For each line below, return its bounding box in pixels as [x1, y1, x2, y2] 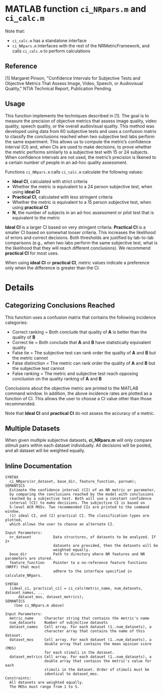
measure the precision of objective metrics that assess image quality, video [5, 118, 157, 124]
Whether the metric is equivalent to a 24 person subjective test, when [12, 183, 153, 189]
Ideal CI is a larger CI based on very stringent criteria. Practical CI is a [5, 224, 146, 230]
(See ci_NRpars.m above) [14, 603, 64, 608]
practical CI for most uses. [5, 250, 59, 256]
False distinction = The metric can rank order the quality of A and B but [12, 360, 155, 366]
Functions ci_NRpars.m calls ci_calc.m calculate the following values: [5, 169, 143, 174]
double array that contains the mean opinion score [44, 642, 152, 647]
